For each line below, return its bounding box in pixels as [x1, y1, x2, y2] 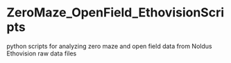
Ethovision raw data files [6, 49, 77, 58]
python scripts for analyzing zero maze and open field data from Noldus [6, 42, 212, 50]
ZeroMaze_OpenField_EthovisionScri [6, 5, 225, 21]
